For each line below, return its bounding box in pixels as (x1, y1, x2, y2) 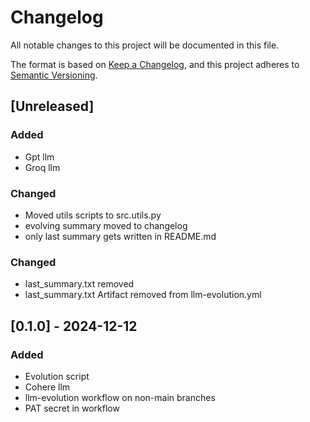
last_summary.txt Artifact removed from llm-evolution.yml (24, 289, 262, 301)
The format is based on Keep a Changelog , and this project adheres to (10, 58, 300, 70)
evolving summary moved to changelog (24, 219, 188, 231)
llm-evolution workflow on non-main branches (24, 391, 216, 403)
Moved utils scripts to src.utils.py (24, 209, 162, 221)
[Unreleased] (10, 98, 95, 115)
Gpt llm (24, 151, 55, 163)
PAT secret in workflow (24, 402, 120, 414)
